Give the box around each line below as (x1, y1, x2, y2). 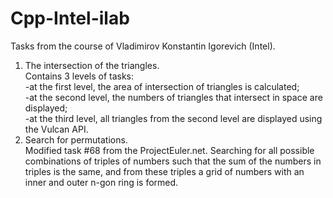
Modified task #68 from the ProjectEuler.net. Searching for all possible (24, 144, 315, 156)
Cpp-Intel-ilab (10, 7, 130, 30)
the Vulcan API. (24, 123, 89, 135)
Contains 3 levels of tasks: (24, 70, 135, 82)
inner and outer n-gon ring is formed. (24, 176, 179, 188)
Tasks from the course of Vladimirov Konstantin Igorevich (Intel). (10, 40, 276, 52)
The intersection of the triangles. (24, 59, 160, 71)
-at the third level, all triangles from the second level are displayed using (24, 112, 323, 124)
